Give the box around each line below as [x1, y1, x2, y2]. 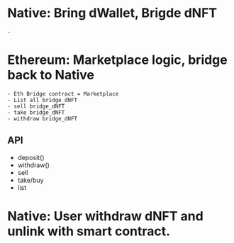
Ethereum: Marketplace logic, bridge [7, 52, 228, 68]
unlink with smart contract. [7, 223, 171, 239]
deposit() [17, 153, 45, 162]
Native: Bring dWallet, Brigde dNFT [7, 5, 218, 21]
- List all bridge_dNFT [7, 96, 78, 103]
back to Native [7, 67, 94, 83]
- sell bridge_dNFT [7, 103, 65, 110]
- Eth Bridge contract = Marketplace [7, 90, 119, 97]
